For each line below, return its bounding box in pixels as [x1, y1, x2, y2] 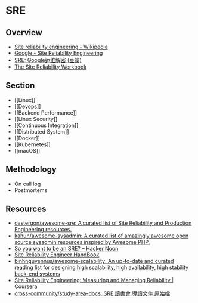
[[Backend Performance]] [14, 109, 78, 116]
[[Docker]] [14, 134, 40, 141]
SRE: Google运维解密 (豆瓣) [14, 57, 82, 63]
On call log [14, 180, 41, 187]
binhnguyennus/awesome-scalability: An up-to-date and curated [14, 258, 174, 265]
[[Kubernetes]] [14, 141, 51, 148]
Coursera [14, 283, 38, 290]
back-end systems [14, 270, 60, 277]
